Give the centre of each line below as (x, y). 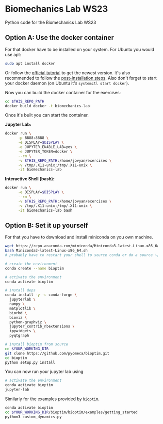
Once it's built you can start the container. (47, 115)
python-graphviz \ (28, 322)
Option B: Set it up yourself (47, 225)
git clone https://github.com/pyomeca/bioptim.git (57, 353)
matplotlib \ (23, 308)
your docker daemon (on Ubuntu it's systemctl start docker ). (67, 83)
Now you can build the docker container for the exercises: (63, 92)
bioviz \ (18, 317)
